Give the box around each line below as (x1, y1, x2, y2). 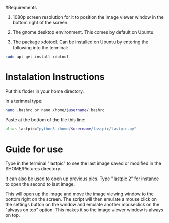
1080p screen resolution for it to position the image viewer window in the (12, 14, 164, 20)
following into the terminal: (12, 44, 68, 50)
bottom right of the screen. (12, 20, 69, 25)
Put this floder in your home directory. (5, 88, 84, 94)
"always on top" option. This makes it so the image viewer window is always (5, 207, 164, 213)
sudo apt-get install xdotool (5, 54, 69, 59)
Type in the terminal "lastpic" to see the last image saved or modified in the (5, 160, 161, 166)
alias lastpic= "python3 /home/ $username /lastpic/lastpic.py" (5, 126, 137, 131)
